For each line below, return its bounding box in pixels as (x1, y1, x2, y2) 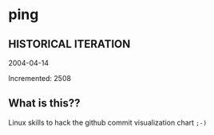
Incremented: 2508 (8, 74, 72, 83)
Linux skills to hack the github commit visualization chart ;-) (8, 118, 208, 127)
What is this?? (8, 97, 81, 110)
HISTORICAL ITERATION (8, 37, 131, 51)
